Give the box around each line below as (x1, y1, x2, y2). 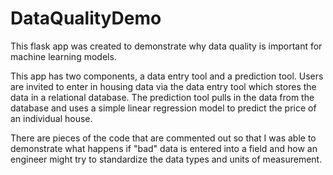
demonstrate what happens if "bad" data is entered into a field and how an (10, 142, 318, 154)
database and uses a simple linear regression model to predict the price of (10, 102, 317, 114)
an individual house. (10, 112, 93, 124)
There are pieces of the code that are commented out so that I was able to (10, 132, 317, 144)
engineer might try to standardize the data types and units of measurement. (10, 153, 323, 165)
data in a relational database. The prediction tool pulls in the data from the (10, 91, 315, 103)
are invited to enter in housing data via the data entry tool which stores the (10, 80, 317, 92)
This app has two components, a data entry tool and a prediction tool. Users (10, 70, 324, 82)
